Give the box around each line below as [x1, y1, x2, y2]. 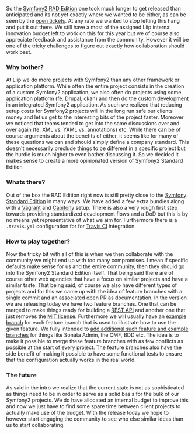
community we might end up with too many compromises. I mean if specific [6, 257, 189, 264]
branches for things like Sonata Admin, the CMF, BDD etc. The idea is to [6, 331, 179, 339]
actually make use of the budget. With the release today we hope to [6, 409, 169, 416]
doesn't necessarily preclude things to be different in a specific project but [6, 145, 186, 152]
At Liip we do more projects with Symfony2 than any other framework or [6, 76, 180, 84]
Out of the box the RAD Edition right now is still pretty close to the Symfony [6, 192, 187, 199]
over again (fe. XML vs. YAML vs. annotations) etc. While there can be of [6, 126, 181, 134]
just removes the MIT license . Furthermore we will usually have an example [6, 313, 187, 320]
